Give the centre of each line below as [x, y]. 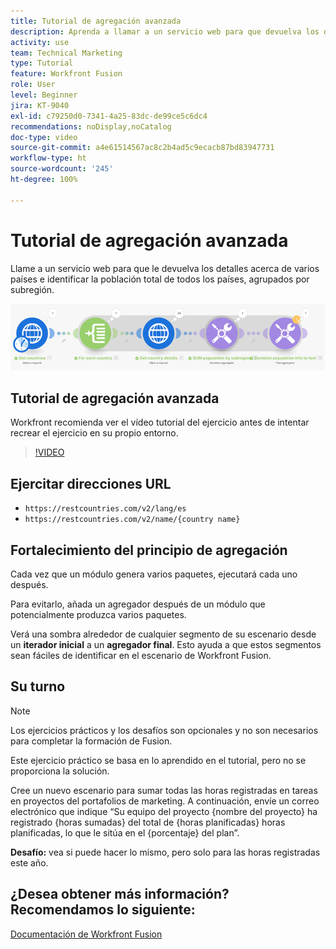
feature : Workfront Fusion [66, 74]
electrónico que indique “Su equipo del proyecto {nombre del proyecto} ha [164, 811]
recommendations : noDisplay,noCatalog [91, 126]
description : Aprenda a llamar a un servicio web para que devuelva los [165, 31]
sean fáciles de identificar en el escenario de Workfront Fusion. [141, 655]
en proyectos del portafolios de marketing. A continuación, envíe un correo [165, 801]
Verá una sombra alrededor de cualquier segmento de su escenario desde [163, 634]
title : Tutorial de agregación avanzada [96, 21]
